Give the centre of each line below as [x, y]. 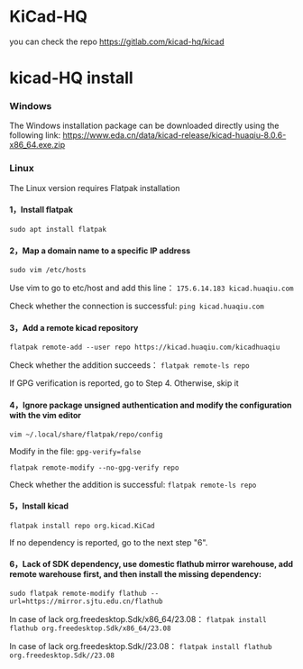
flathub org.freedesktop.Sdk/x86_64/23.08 [90, 628]
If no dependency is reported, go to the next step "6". [109, 542]
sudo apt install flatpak [58, 229]
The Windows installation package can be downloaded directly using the [144, 126]
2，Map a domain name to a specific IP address [100, 251]
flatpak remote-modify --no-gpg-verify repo [94, 467]
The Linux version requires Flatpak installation [95, 188]
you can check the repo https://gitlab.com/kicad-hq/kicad [117, 41]
